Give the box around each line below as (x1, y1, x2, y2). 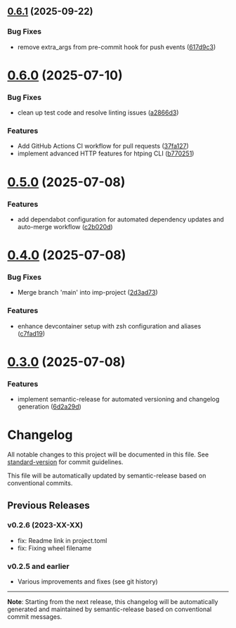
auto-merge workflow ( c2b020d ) (17, 222, 114, 231)
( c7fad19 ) (17, 329, 46, 338)
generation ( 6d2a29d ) (17, 402, 82, 411)
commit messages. (7, 613, 63, 621)
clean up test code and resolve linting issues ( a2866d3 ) (17, 108, 179, 117)
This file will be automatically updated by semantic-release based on (7, 471, 206, 480)
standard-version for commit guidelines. (7, 458, 124, 466)
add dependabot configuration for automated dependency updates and (17, 214, 224, 224)
